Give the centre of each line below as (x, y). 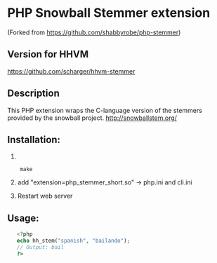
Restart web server (45, 196)
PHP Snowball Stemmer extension (109, 13)
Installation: (34, 139)
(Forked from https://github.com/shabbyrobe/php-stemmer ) (94, 32)
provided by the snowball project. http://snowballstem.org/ (92, 118)
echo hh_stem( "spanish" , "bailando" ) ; (73, 241)
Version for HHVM (48, 54)
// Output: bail (40, 247)
